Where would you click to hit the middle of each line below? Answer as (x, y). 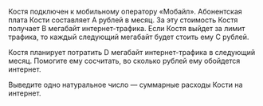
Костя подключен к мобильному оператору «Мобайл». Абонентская (126, 12)
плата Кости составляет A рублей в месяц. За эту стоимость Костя (123, 20)
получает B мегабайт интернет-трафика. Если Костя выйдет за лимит (127, 28)
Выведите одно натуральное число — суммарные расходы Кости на (126, 84)
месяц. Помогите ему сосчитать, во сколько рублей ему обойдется (124, 61)
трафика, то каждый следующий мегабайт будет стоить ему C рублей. (129, 37)
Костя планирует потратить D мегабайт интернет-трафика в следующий (132, 52)
